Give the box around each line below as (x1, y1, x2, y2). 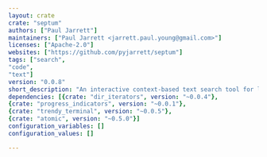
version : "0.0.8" (8, 78, 66, 86)
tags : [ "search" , (8, 56, 66, 64)
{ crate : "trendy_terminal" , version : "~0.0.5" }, (8, 108, 172, 116)
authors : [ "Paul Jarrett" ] (8, 26, 98, 34)
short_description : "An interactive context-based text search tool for (8, 85, 254, 94)
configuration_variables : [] (8, 122, 105, 130)
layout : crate (8, 11, 56, 20)
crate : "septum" (8, 19, 62, 27)
